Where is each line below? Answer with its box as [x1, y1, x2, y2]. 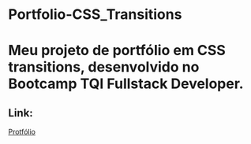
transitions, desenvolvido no [8, 58, 200, 76]
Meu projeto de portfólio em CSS [8, 42, 227, 60]
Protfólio [8, 127, 36, 137]
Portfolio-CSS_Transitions [8, 6, 182, 24]
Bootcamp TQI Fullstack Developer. [8, 75, 244, 93]
